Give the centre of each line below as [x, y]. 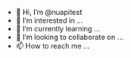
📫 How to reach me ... [52, 46]
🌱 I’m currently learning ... [58, 29]
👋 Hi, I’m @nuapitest [49, 12]
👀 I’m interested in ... [49, 20]
